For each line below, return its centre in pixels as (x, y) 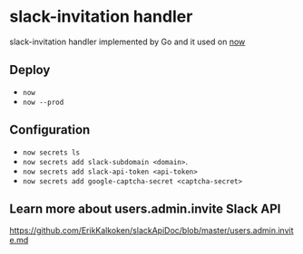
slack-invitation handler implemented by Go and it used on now (127, 42)
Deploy (30, 70)
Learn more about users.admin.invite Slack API (145, 208)
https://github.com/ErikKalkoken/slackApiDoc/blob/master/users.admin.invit (151, 230)
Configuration (50, 130)
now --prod (43, 102)
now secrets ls (51, 152)
